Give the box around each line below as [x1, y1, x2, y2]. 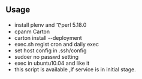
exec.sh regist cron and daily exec [14, 40, 99, 48]
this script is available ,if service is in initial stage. [14, 65, 136, 73]
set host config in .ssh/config [14, 47, 87, 54]
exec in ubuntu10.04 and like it [14, 59, 90, 67]
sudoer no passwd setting [14, 53, 79, 60]
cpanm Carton [14, 28, 50, 35]
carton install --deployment [14, 34, 82, 41]
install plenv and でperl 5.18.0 [14, 21, 87, 29]
